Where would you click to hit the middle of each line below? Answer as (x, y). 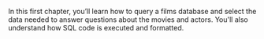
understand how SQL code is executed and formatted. (96, 28)
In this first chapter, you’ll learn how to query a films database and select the (132, 11)
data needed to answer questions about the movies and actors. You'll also (128, 19)
